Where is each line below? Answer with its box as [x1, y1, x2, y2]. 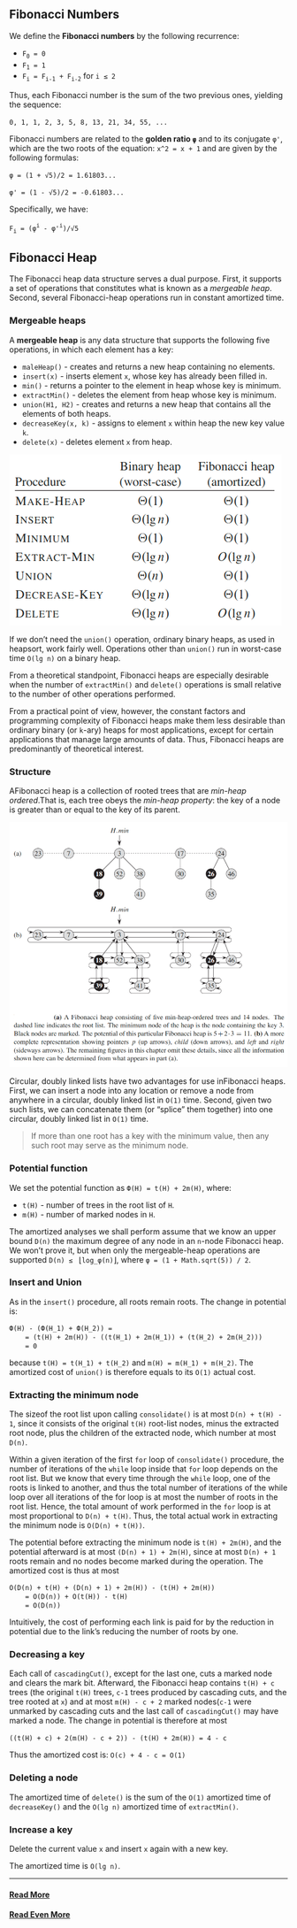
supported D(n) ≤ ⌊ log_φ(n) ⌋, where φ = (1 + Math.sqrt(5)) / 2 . [9, 1254, 252, 1264]
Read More [9, 1889, 50, 1900]
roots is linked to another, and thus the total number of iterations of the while [9, 1482, 288, 1494]
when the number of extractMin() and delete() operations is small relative [9, 679, 282, 689]
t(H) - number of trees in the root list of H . [21, 1199, 175, 1210]
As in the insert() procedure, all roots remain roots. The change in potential [9, 1296, 286, 1307]
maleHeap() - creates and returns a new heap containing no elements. [21, 361, 276, 372]
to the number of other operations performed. [9, 688, 176, 699]
